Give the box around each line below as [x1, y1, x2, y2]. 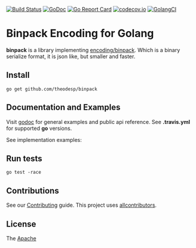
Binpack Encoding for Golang [6, 27, 154, 40]
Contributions [6, 186, 59, 196]
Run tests [6, 153, 42, 164]
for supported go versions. [6, 125, 72, 132]
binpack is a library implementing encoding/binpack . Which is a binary [6, 46, 180, 53]
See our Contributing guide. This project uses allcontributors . [6, 201, 157, 209]
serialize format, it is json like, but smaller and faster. [6, 53, 136, 60]
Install [6, 70, 30, 80]
